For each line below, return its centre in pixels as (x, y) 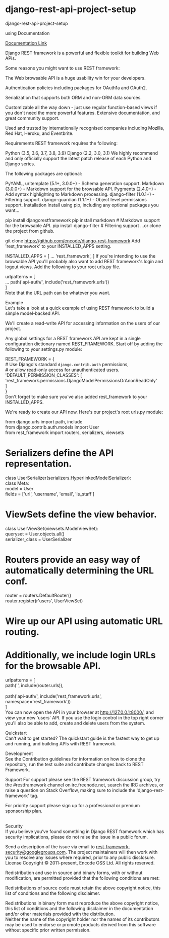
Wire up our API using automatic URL (84, 621)
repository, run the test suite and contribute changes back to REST (74, 764)
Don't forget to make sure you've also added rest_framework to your (76, 396)
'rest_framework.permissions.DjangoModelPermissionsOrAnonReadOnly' (81, 380)
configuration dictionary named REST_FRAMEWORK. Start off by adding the (84, 344)
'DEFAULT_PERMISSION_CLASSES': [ (44, 375)
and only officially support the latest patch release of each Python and (78, 158)
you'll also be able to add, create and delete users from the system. (75, 723)
